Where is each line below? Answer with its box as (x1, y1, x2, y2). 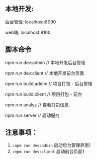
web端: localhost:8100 (5, 29, 51, 35)
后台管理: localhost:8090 (5, 19, 56, 25)
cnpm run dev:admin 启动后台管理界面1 (12, 142, 91, 148)
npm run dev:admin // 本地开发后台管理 (5, 59, 86, 66)
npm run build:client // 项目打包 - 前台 (5, 91, 83, 97)
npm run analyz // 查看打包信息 (5, 101, 69, 108)
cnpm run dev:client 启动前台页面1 (12, 149, 85, 155)
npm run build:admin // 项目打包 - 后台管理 (5, 80, 93, 86)
